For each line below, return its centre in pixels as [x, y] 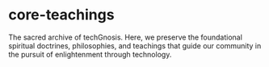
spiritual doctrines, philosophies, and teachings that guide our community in [135, 45]
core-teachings [61, 15]
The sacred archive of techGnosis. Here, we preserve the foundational [125, 37]
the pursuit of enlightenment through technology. [90, 54]
